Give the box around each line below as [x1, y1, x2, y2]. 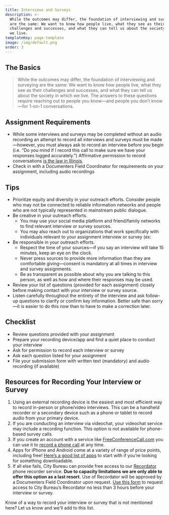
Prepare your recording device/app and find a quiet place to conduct [12, 336, 155, 342]
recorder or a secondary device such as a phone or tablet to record [12, 409, 152, 416]
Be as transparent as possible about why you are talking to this [20, 271, 150, 277]
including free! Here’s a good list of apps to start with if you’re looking [12, 452, 157, 458]
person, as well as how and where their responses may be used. [20, 277, 153, 283]
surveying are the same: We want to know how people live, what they [17, 82, 161, 88]
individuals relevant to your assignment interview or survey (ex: [20, 234, 152, 240]
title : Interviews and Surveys [5, 7, 71, 13]
